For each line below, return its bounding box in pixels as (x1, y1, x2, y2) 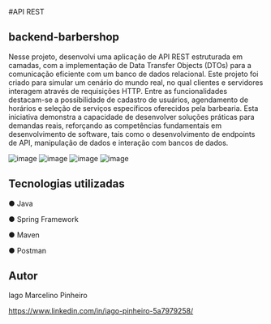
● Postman (8, 245, 47, 255)
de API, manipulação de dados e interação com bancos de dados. (8, 138, 229, 147)
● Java (8, 198, 34, 208)
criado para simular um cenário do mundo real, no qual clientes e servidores (8, 77, 264, 87)
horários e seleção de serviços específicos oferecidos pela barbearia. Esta (8, 103, 259, 113)
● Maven (8, 230, 41, 240)
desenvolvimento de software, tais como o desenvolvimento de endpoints (8, 129, 256, 139)
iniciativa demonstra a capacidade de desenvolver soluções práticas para (8, 112, 255, 122)
